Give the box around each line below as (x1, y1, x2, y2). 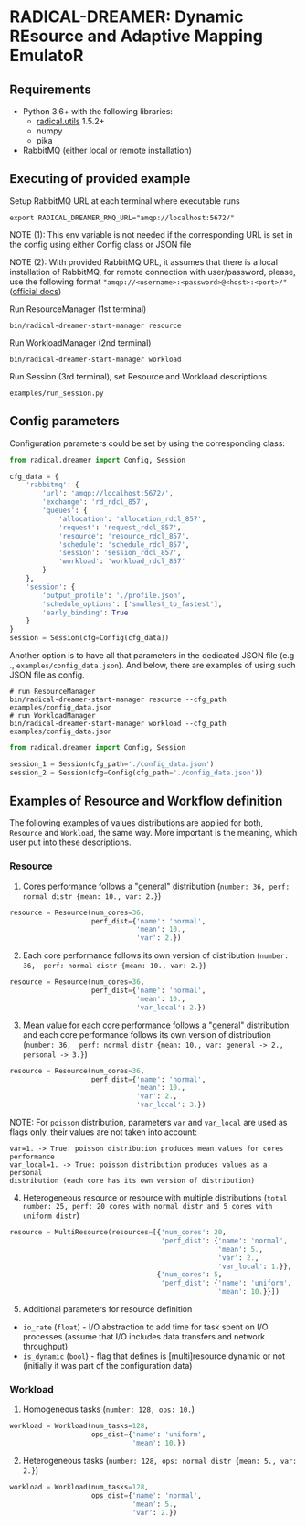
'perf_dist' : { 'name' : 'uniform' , (160, 1278, 292, 1288)
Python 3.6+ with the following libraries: (22, 106, 174, 116)
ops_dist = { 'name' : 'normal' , (90, 1490, 203, 1500)
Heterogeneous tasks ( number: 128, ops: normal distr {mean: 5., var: (22, 1456, 297, 1467)
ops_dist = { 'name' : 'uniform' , (90, 1430, 206, 1439)
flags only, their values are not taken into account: (9, 1126, 198, 1137)
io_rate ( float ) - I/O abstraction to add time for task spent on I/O (22, 1321, 269, 1332)
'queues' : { (42, 506, 89, 515)
